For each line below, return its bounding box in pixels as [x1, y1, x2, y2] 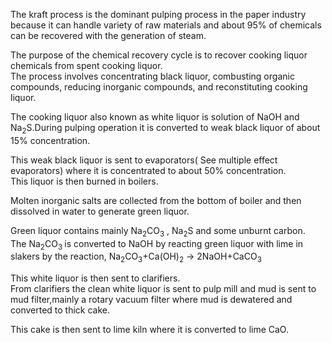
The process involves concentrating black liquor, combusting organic [10, 70, 295, 82]
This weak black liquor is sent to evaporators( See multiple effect [10, 154, 278, 166]
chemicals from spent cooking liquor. [10, 60, 163, 71]
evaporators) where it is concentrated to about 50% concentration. [10, 164, 287, 176]
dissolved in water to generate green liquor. [10, 205, 190, 217]
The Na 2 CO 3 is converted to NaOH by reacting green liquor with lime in [10, 237, 304, 252]
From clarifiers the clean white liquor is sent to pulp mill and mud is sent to [10, 283, 317, 295]
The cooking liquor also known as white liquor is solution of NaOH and [10, 111, 300, 123]
